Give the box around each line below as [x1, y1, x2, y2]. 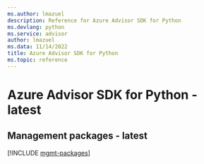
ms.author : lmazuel [7, 10, 65, 18]
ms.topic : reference [7, 57, 68, 64]
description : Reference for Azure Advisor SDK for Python [7, 17, 181, 24]
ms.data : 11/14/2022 [7, 43, 68, 50]
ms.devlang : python [7, 23, 65, 30]
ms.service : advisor [7, 30, 68, 37]
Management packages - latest [7, 130, 148, 142]
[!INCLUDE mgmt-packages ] [7, 148, 90, 157]
